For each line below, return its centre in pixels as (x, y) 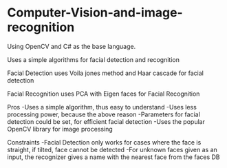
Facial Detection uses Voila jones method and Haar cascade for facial (106, 73)
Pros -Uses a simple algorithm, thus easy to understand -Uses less (102, 107)
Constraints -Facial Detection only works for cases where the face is (104, 142)
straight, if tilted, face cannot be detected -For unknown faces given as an (112, 149)
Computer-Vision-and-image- (95, 13)
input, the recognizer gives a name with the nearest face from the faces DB (113, 157)
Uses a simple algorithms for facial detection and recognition (94, 59)
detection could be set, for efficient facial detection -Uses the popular (106, 121)
